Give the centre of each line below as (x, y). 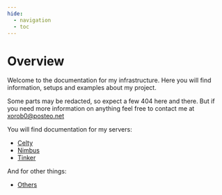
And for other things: (37, 171)
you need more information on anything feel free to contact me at (101, 109)
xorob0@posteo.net (36, 116)
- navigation (32, 20)
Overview (36, 61)
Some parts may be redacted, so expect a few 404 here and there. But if (111, 101)
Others (27, 185)
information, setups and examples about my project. (82, 88)
